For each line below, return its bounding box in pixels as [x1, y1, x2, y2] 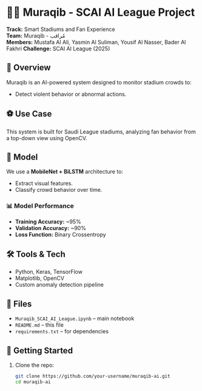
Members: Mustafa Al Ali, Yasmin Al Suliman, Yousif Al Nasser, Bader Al [6, 38, 186, 46]
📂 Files [6, 299, 32, 309]
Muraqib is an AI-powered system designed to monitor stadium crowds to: [6, 78, 192, 86]
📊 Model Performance [6, 202, 75, 210]
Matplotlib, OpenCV [15, 274, 65, 282]
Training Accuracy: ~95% [15, 218, 82, 225]
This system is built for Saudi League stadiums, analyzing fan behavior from [6, 127, 196, 135]
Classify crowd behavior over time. [15, 186, 103, 194]
